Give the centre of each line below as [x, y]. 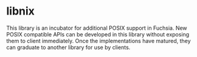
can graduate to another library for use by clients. [68, 47]
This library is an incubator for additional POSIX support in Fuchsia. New [97, 28]
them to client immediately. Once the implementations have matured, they [98, 41]
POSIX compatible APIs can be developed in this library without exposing [98, 34]
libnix [21, 11]
